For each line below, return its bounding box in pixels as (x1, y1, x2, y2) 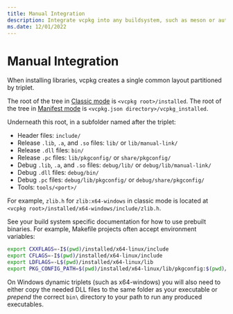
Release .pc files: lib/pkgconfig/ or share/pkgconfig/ (17, 154, 171, 162)
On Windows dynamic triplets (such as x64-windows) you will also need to (7, 278, 221, 286)
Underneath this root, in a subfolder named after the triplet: (7, 118, 176, 126)
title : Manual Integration (7, 10, 85, 17)
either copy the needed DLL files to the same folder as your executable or (7, 285, 218, 293)
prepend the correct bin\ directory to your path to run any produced (7, 292, 202, 301)
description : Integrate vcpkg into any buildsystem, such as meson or (7, 17, 216, 24)
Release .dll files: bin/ (17, 146, 85, 155)
